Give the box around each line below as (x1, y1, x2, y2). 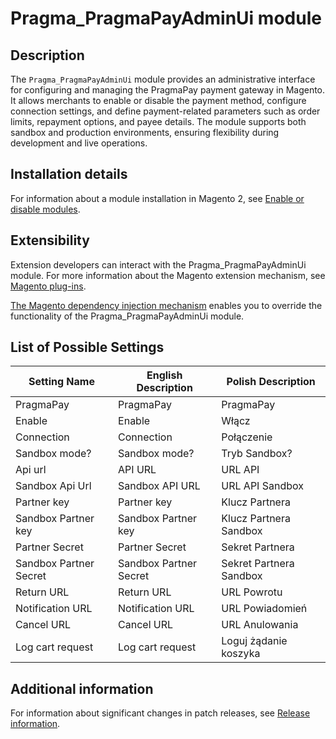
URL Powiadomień (221, 602, 308, 616)
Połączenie (221, 430, 273, 444)
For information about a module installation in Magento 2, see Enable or (10, 192, 305, 204)
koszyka (221, 647, 261, 661)
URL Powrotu (221, 585, 283, 599)
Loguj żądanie (221, 634, 288, 648)
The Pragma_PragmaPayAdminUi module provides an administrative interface (10, 73, 316, 85)
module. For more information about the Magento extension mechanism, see (10, 269, 326, 281)
